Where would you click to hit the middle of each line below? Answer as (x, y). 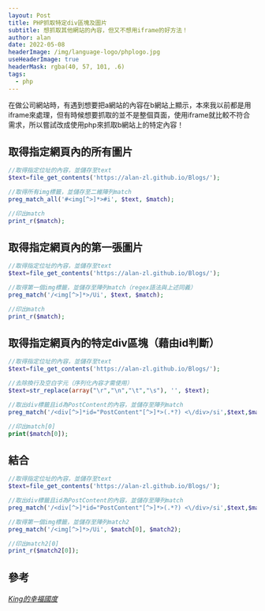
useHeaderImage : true (44, 60)
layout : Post (30, 15)
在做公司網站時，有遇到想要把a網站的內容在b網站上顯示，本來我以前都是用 (130, 105)
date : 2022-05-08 (37, 45)
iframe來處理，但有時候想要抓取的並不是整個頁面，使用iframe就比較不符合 (129, 114)
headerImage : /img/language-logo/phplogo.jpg (84, 52)
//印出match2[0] (34, 544)
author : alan (30, 37)
